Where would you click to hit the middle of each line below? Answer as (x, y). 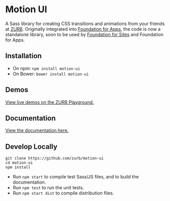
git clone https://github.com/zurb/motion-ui (54, 159)
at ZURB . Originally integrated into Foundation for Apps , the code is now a (83, 29)
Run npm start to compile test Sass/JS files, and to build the (76, 177)
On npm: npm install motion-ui (46, 68)
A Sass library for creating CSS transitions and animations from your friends (85, 24)
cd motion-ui (19, 163)
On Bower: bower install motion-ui (51, 74)
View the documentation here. (37, 130)
